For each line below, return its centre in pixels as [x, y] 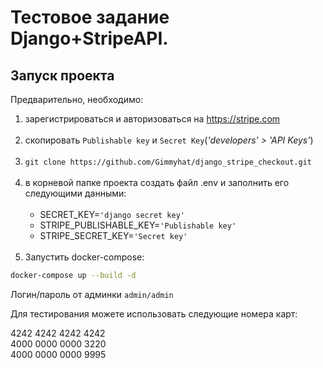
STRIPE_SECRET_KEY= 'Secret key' [113, 235]
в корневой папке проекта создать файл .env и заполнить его [157, 182]
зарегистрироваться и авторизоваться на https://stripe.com [152, 119]
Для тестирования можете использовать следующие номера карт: [154, 313]
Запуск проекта [62, 75]
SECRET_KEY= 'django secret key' [112, 214]
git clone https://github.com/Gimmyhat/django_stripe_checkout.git [168, 162]
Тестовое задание [90, 17]
